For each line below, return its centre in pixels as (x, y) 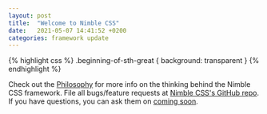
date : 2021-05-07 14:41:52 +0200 (68, 30)
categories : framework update (59, 38)
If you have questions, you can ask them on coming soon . (103, 101)
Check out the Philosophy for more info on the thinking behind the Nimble (130, 85)
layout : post (30, 16)
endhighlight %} (35, 69)
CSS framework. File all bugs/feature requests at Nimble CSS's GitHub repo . (134, 93)
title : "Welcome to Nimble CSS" (64, 23)
